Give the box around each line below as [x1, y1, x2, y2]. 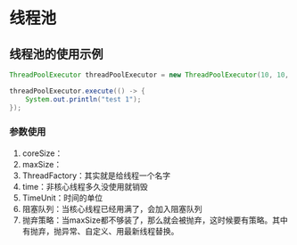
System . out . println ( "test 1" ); [25, 94, 142, 103]
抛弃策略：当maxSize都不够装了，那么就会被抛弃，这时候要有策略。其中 [21, 215, 288, 225]
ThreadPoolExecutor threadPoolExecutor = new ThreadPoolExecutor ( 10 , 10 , [9, 70, 290, 79]
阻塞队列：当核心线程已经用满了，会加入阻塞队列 [21, 203, 202, 214]
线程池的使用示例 [9, 46, 103, 61]
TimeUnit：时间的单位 [21, 192, 103, 203]
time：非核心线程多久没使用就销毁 [21, 181, 149, 192]
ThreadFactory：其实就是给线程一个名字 [21, 170, 171, 181]
